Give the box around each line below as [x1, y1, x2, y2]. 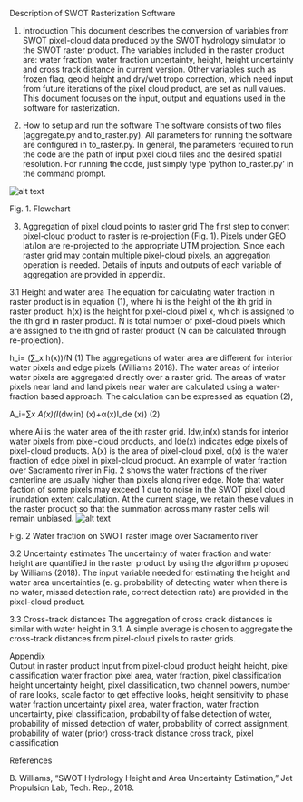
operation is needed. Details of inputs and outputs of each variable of [22, 259, 283, 270]
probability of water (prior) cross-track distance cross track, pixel [9, 728, 254, 738]
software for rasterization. [22, 103, 121, 112]
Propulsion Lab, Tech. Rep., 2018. [9, 782, 134, 793]
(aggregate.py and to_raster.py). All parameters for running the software [22, 130, 293, 140]
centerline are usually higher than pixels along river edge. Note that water [9, 474, 284, 484]
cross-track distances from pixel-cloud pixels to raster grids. [9, 633, 236, 643]
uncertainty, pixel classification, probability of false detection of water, [9, 709, 272, 719]
